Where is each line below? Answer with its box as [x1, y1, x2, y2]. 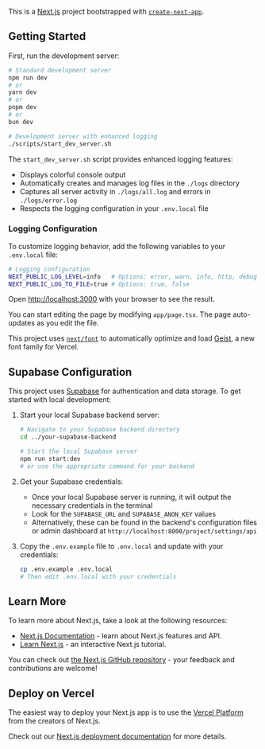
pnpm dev [8, 103, 37, 111]
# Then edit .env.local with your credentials [19, 572, 177, 580]
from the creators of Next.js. [8, 716, 101, 726]
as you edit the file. [36, 318, 99, 328]
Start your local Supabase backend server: [19, 410, 160, 420]
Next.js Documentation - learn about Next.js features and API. [19, 631, 222, 641]
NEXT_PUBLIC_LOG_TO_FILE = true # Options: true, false [8, 280, 190, 288]
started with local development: [8, 395, 112, 404]
